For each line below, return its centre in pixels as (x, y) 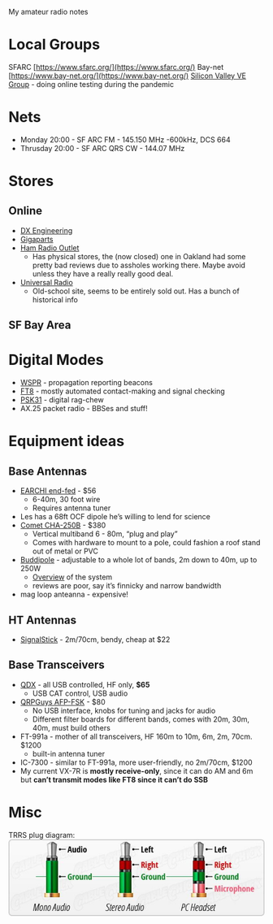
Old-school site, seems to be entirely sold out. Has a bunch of (136, 291)
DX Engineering (46, 230)
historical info (55, 299)
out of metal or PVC (65, 551)
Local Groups (54, 45)
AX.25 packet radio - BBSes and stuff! (84, 409)
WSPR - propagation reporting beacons (86, 383)
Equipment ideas (67, 441)
